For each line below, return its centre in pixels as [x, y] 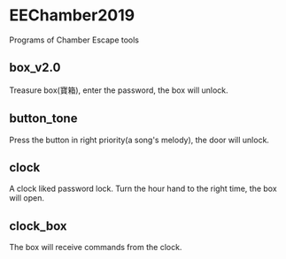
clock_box [39, 226]
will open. [27, 198]
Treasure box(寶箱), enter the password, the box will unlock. [119, 90]
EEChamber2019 [72, 15]
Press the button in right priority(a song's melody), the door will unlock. [139, 140]
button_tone [43, 119]
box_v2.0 [35, 68]
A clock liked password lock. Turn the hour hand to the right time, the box [143, 189]
